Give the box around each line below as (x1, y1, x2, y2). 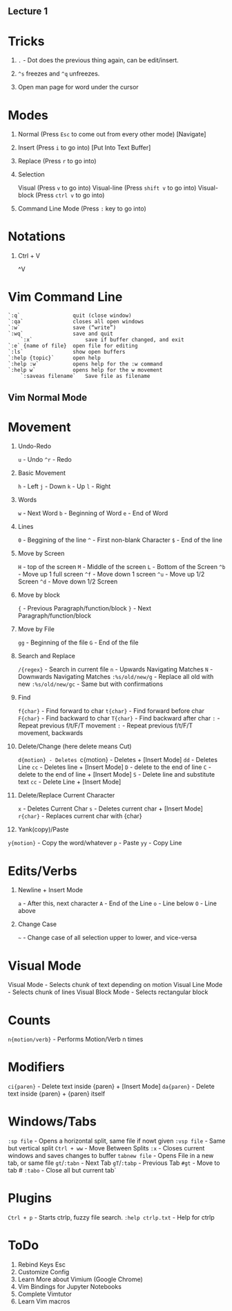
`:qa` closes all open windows (8, 318, 144, 325)
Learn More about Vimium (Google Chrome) (17, 1275, 144, 1283)
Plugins (8, 1191, 52, 1206)
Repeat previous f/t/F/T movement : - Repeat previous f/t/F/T (17, 721, 193, 730)
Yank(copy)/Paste (17, 825, 69, 833)
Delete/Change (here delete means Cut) (17, 742, 132, 750)
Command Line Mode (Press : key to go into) (17, 204, 147, 213)
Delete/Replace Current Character (17, 791, 115, 799)
